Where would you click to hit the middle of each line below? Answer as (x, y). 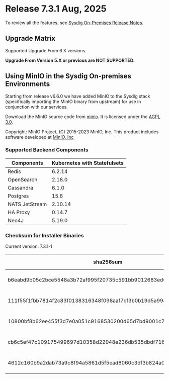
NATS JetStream (27, 204)
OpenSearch (23, 179)
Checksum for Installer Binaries (45, 235)
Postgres (18, 196)
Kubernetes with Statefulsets (88, 163)
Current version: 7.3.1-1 (29, 246)
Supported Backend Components (47, 150)
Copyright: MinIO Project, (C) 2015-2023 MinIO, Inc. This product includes (82, 132)
